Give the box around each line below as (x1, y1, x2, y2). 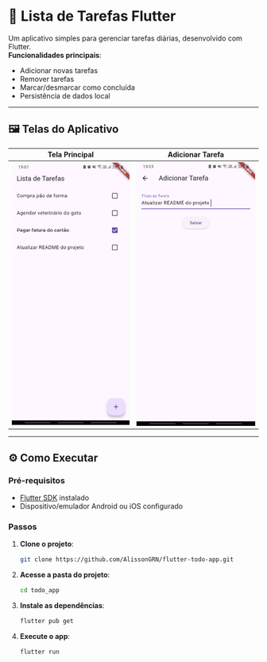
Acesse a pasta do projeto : (19, 570, 110, 579)
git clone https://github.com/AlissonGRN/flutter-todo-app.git (19, 556, 234, 563)
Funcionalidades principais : (8, 50, 102, 60)
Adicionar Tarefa (168, 150, 225, 160)
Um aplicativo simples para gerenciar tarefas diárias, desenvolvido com (8, 33, 242, 43)
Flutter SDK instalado (19, 493, 90, 503)
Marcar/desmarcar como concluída (19, 83, 135, 92)
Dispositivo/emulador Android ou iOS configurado (19, 501, 184, 511)
